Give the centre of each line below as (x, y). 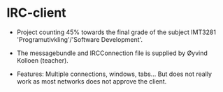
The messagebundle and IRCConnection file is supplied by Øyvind (112, 53)
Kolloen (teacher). (43, 60)
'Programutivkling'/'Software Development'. (80, 39)
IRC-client (37, 13)
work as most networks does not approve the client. (92, 81)
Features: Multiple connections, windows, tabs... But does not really (114, 74)
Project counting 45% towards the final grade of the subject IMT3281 (116, 32)
